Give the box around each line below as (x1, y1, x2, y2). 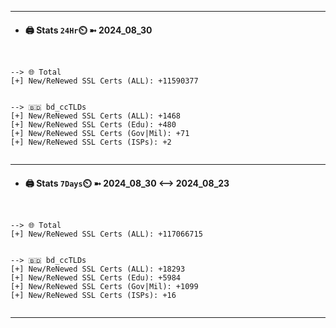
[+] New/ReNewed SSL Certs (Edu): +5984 (10, 273, 182, 283)
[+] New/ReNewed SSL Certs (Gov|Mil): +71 (10, 129, 190, 139)
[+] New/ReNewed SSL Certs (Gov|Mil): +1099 (10, 282, 199, 292)
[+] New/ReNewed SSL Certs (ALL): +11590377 (10, 76, 199, 86)
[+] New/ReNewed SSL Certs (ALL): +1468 (10, 111, 182, 121)
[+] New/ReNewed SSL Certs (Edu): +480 (10, 120, 177, 130)
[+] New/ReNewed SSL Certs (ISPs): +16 (10, 291, 177, 301)
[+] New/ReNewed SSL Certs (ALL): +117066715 (10, 229, 203, 240)
